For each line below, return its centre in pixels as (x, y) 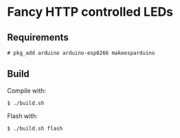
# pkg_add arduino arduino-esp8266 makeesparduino (81, 53)
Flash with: (22, 116)
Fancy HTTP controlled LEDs (90, 12)
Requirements (38, 37)
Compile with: (27, 91)
